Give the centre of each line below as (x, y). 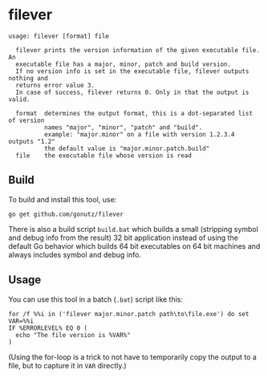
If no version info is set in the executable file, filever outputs (132, 71)
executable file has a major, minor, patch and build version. (123, 64)
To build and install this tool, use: (63, 199)
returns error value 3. (55, 85)
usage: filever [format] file (59, 36)
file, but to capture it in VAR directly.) (67, 365)
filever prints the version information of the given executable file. (138, 50)
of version (26, 120)
